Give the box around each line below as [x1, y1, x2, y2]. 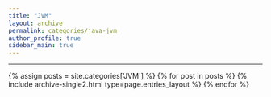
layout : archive [8, 19, 63, 27]
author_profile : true [8, 34, 81, 42]
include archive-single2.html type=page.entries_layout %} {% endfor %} [8, 79, 250, 89]
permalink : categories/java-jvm [8, 26, 117, 34]
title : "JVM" [8, 11, 52, 20]
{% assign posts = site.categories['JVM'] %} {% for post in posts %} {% [8, 71, 248, 81]
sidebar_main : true [8, 42, 74, 50]
